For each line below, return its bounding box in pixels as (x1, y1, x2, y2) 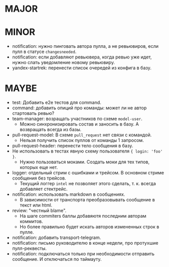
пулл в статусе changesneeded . (12, 49, 77, 55)
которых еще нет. (19, 164, 58, 170)
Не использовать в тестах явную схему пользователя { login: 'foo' (12, 148, 163, 154)
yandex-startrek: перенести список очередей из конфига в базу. (12, 65, 152, 71)
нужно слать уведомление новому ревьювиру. (12, 60, 115, 66)
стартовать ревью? (12, 110, 54, 116)
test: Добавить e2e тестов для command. (12, 100, 101, 106)
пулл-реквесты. (12, 245, 47, 252)
